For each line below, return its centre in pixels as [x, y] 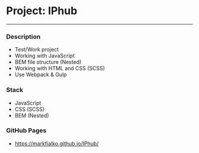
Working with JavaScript [45, 56]
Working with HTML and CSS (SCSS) [60, 69]
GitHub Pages [26, 131]
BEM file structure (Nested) [48, 62]
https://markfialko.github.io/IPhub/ [57, 144]
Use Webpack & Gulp [41, 74]
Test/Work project [37, 50]
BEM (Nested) [32, 115]
